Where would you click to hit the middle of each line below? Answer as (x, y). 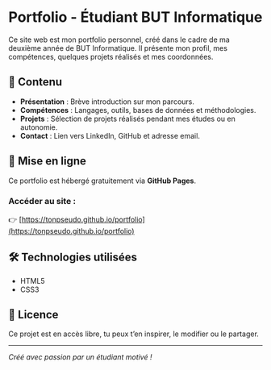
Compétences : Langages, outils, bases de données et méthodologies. (138, 110)
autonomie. (39, 127)
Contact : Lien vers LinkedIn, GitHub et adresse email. (110, 135)
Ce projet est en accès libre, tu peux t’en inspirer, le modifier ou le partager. (134, 334)
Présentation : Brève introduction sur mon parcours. (107, 102)
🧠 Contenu (35, 82)
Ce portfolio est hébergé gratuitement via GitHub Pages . (102, 181)
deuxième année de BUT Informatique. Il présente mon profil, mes (118, 48)
